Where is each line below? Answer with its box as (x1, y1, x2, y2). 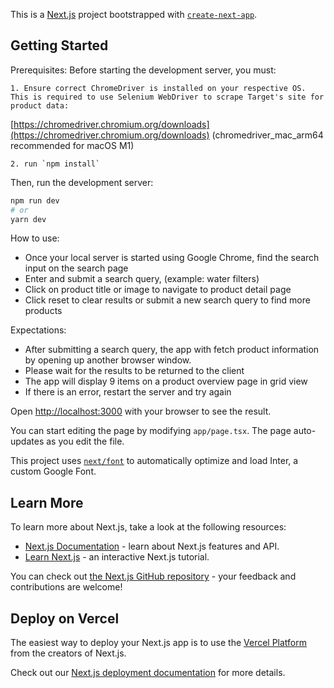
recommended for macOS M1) (10, 139, 135, 151)
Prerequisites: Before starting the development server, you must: (10, 64, 277, 76)
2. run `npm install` (10, 159, 101, 169)
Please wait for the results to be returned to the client (24, 365, 245, 377)
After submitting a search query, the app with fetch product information (24, 344, 320, 356)
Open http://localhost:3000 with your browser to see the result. (10, 405, 272, 418)
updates (10, 435, 45, 448)
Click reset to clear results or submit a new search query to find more (24, 294, 311, 306)
